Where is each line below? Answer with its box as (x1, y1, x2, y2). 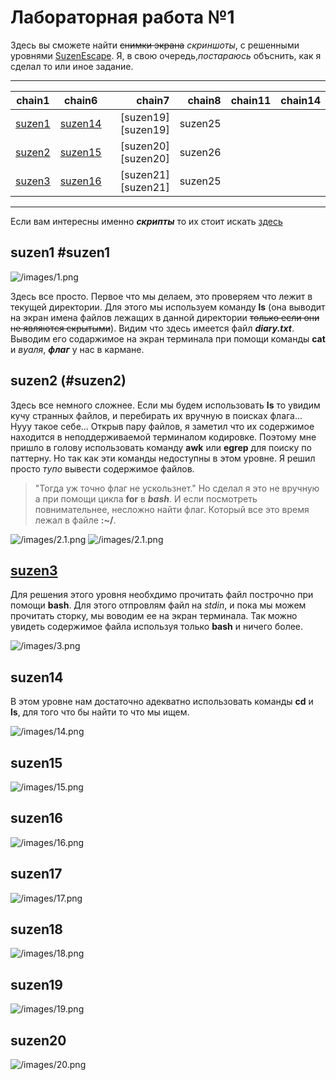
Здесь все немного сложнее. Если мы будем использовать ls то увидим (10, 399, 321, 411)
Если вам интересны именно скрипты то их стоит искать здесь (10, 215, 283, 227)
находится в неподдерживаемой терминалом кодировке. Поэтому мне (10, 431, 317, 443)
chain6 (64, 93, 98, 107)
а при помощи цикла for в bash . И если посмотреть (34, 492, 258, 505)
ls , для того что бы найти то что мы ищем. (10, 706, 190, 718)
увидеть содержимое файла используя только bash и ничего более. (10, 621, 304, 633)
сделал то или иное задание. (10, 60, 134, 72)
